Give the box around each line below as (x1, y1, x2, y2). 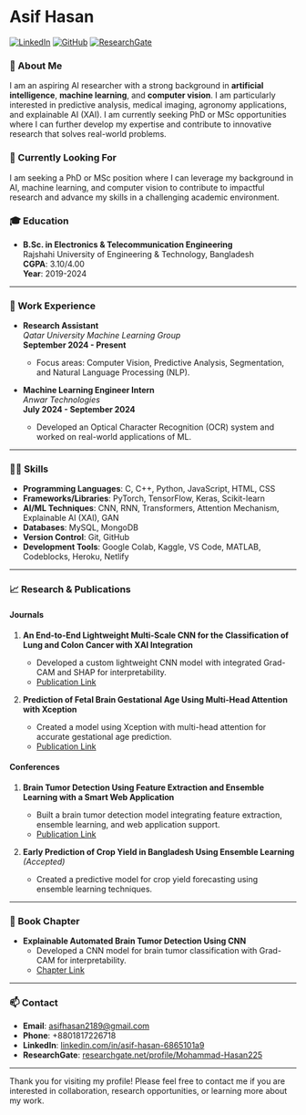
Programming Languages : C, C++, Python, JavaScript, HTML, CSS (22, 484, 276, 495)
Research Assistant (22, 320, 99, 331)
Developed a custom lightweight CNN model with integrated (36, 657, 262, 668)
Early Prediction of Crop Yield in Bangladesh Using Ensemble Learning (22, 846, 295, 857)
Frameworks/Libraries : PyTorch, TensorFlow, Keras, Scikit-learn (22, 493, 266, 504)
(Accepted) (22, 856, 66, 867)
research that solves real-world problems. (9, 129, 167, 140)
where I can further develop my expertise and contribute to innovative (9, 119, 271, 130)
